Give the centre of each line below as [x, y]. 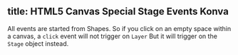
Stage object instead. [38, 43]
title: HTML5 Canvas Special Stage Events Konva [118, 12]
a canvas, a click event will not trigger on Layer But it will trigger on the [112, 36]
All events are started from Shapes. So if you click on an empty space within [119, 28]
